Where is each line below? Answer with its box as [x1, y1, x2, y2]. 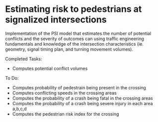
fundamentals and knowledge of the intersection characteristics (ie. [5, 41, 144, 47]
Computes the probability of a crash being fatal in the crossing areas [12, 95, 153, 101]
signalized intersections [5, 14, 107, 25]
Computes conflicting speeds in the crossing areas [12, 90, 117, 96]
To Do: [5, 75, 19, 81]
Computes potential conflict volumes [12, 65, 88, 71]
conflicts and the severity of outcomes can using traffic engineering [5, 36, 144, 42]
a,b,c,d [12, 106, 27, 112]
